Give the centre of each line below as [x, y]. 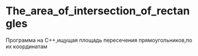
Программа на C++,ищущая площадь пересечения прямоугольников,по [99, 40]
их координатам [26, 46]
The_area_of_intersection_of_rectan [98, 11]
